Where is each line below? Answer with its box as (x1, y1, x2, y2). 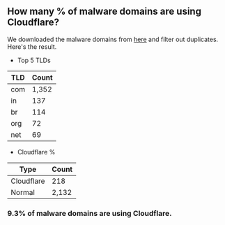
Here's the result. (7, 42, 57, 51)
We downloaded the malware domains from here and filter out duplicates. (7, 35, 219, 43)
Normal (10, 187, 35, 197)
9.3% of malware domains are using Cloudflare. (7, 208, 172, 218)
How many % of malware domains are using (7, 6, 202, 17)
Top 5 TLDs (17, 56, 51, 64)
